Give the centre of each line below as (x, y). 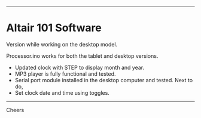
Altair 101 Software (54, 28)
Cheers (15, 110)
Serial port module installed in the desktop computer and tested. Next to (104, 80)
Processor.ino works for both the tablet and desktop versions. (82, 56)
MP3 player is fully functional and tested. (65, 74)
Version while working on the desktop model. (62, 44)
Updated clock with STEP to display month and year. (80, 67)
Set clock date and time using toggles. (62, 92)
